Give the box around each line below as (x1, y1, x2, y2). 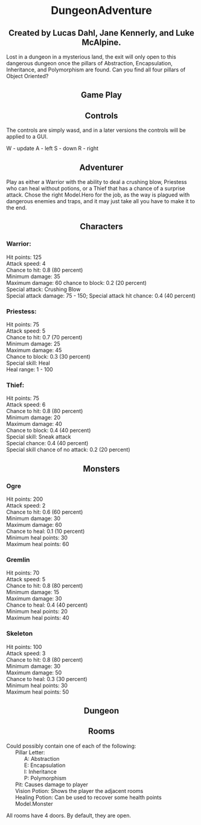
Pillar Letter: (14, 748, 45, 756)
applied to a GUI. (6, 133, 48, 140)
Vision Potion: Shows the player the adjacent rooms (14, 787, 144, 794)
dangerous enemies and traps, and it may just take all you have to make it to (6, 198, 195, 205)
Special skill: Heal (6, 359, 50, 367)
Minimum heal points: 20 (6, 608, 68, 615)
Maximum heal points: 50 (6, 688, 69, 696)
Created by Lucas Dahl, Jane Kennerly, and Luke (8, 28, 195, 38)
